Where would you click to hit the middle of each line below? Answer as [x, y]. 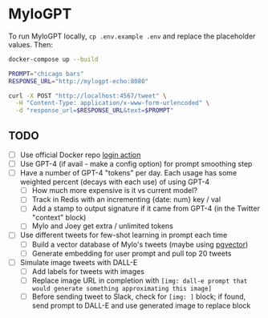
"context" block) [59, 218]
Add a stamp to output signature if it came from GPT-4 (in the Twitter [146, 208]
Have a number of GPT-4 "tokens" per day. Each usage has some [128, 173]
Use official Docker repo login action [80, 155]
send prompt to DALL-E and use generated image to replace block [141, 305]
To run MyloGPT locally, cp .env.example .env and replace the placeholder [132, 36]
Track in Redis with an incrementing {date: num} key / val [126, 199]
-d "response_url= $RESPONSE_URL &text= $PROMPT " [95, 111]
